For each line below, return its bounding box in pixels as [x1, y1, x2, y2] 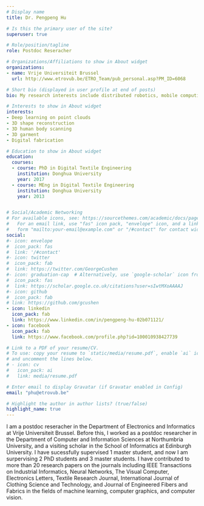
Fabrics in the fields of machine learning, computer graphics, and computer [6, 487, 195, 495]
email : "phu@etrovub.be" [6, 389, 69, 395]
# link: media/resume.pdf [6, 373, 78, 379]
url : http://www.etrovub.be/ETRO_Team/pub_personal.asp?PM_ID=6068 [12, 75, 186, 82]
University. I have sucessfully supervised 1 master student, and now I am [6, 449, 188, 456]
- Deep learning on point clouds [6, 115, 91, 121]
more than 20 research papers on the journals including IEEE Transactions [6, 462, 192, 469]
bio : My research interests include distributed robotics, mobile [6, 92, 178, 98]
